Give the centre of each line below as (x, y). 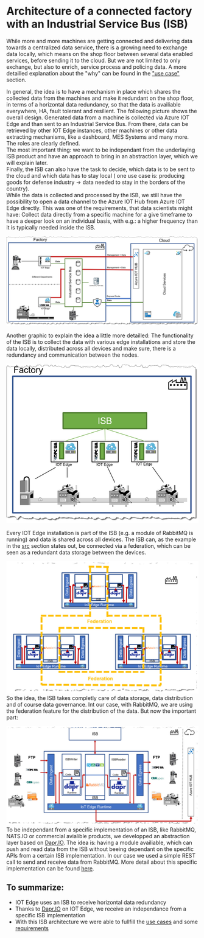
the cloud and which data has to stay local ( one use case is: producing (96, 175)
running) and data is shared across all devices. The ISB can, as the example (101, 539)
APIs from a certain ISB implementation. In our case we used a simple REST (101, 856)
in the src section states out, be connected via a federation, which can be (98, 546)
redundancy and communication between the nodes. (72, 355)
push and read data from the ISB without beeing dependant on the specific (100, 849)
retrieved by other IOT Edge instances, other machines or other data (92, 130)
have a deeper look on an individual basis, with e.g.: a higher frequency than (102, 221)
